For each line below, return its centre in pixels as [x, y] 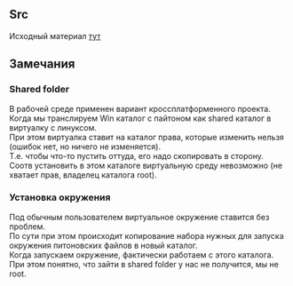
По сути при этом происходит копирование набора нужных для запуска [146, 235]
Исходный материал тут [55, 36]
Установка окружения [60, 197]
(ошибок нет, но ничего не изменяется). [85, 147]
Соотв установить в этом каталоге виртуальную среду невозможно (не [146, 165]
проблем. [28, 226]
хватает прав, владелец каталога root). [83, 175]
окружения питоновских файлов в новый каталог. [103, 245]
